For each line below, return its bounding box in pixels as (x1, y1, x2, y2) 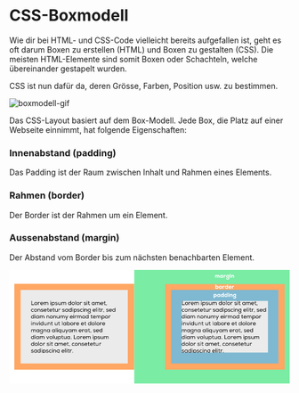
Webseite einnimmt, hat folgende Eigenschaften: (9, 124, 187, 135)
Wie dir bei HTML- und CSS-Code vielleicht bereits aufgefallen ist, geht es (9, 35, 282, 45)
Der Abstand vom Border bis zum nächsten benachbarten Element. (9, 251, 255, 263)
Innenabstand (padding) (9, 146, 117, 159)
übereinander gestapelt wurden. (9, 63, 127, 74)
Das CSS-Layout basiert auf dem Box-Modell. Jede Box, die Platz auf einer (9, 115, 284, 126)
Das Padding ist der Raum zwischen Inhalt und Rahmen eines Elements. (9, 167, 272, 178)
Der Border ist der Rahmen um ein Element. (9, 209, 168, 220)
